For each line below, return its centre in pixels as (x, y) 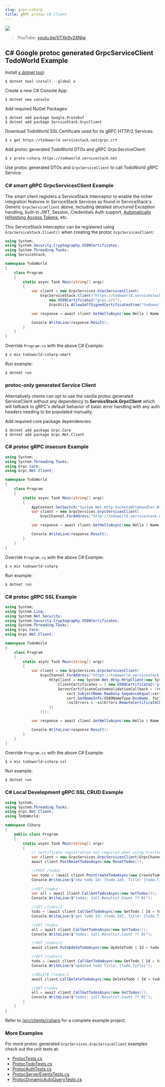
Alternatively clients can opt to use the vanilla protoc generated (69, 396)
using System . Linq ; (25, 611)
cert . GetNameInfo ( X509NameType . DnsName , (109, 698)
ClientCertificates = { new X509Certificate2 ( (106, 684)
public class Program (36, 834)
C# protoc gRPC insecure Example (47, 447)
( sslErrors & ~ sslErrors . (93, 703)
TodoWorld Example (37, 60)
